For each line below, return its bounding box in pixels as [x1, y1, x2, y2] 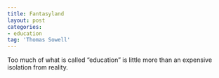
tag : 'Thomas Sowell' [7, 37, 71, 44]
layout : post [7, 17, 46, 24]
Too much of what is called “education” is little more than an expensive [7, 56, 213, 64]
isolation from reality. [7, 63, 68, 72]
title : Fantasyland [7, 10, 65, 18]
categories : [7, 23, 42, 30]
